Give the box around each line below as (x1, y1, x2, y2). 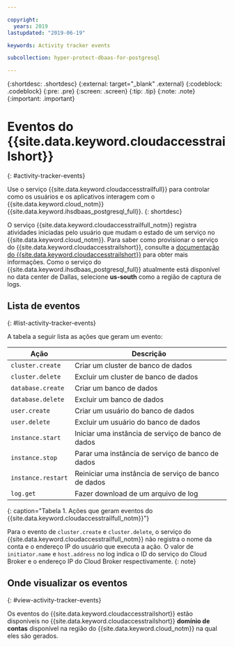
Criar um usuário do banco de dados (74, 406, 195, 416)
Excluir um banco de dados (74, 395, 164, 404)
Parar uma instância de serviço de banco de (74, 448, 219, 458)
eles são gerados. (7, 632, 58, 640)
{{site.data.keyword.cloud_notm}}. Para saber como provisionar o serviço (7, 236, 219, 244)
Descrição (131, 349, 166, 358)
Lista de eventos (7, 300, 81, 312)
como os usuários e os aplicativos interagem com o (7, 192, 155, 201)
